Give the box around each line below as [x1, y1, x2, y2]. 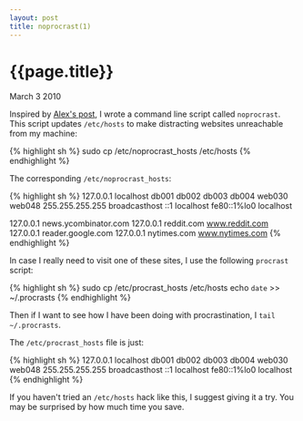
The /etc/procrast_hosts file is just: [9, 337, 144, 348]
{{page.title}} [9, 61, 114, 82]
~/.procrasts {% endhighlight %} [9, 293, 132, 303]
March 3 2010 [9, 91, 62, 102]
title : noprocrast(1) [9, 22, 92, 31]
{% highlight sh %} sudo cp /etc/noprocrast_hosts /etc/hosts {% [9, 146, 252, 157]
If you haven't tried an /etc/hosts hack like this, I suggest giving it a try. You [9, 392, 294, 403]
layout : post [9, 13, 59, 23]
